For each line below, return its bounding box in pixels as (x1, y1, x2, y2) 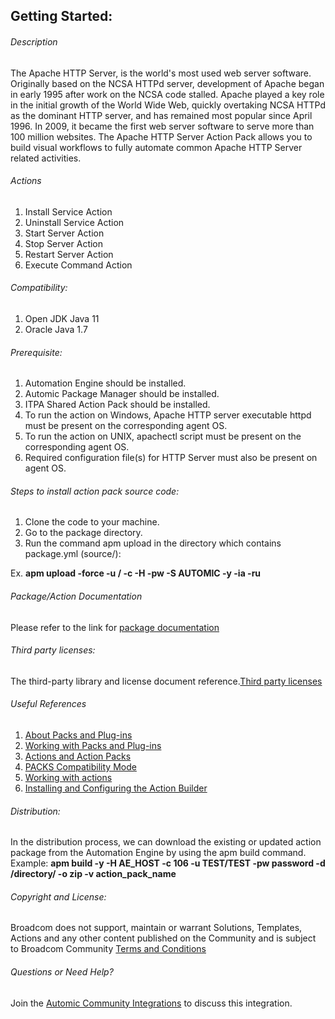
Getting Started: (10, 8, 113, 25)
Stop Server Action (24, 237, 104, 249)
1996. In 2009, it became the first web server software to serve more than (10, 120, 315, 132)
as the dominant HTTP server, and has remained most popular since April (10, 109, 313, 121)
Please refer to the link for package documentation (10, 621, 220, 633)
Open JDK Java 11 (24, 313, 100, 324)
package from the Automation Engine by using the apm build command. (10, 847, 307, 859)
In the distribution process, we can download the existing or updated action (10, 836, 322, 848)
